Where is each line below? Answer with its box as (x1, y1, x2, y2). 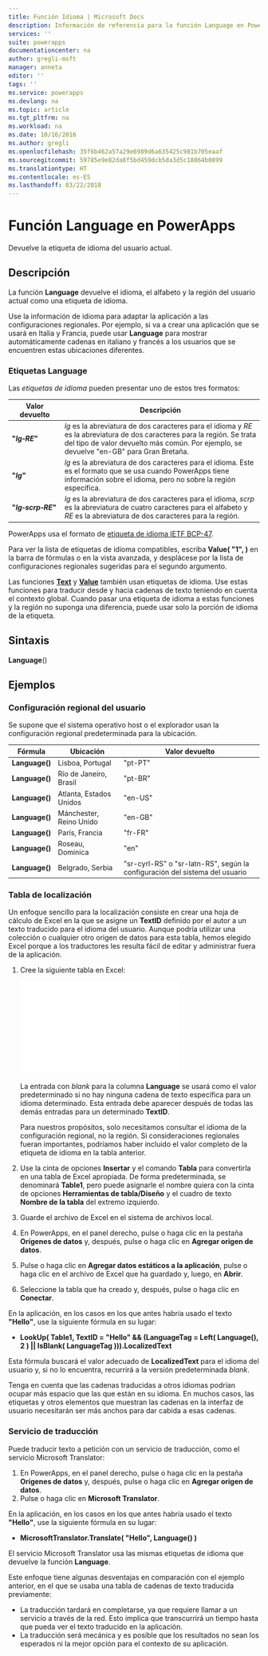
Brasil (57, 778, 77, 787)
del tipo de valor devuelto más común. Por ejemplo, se (64, 438, 242, 447)
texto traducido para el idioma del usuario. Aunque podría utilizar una (8, 925, 236, 934)
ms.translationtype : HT (8, 164, 88, 172)
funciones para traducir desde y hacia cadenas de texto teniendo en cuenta (8, 585, 258, 595)
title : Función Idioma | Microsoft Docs (8, 13, 145, 21)
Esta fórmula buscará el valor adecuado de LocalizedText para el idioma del (8, 1357, 259, 1366)
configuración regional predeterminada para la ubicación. (8, 729, 198, 739)
